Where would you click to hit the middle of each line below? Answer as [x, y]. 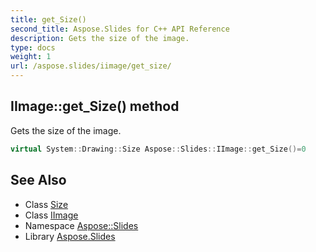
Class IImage [51, 215]
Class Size [46, 204]
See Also [38, 180]
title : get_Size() [48, 19]
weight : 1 [31, 57]
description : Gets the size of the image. [100, 38]
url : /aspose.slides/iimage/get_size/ [91, 66]
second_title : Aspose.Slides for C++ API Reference [120, 29]
